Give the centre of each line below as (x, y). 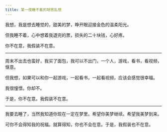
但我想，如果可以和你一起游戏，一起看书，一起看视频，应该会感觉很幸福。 (81, 77)
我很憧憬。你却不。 (25, 88)
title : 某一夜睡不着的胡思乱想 (33, 10)
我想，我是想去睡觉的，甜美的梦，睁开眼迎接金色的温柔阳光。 (68, 24)
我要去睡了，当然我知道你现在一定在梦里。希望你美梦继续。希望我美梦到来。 (83, 114)
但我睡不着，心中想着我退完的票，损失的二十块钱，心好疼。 (66, 35)
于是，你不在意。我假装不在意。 (38, 99)
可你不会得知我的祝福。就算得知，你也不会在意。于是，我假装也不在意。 (79, 124)
